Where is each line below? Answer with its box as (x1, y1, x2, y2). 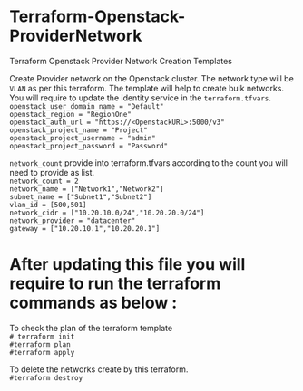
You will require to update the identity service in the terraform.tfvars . (9, 92, 272, 103)
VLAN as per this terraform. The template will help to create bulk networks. (9, 82, 284, 93)
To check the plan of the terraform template (9, 322, 173, 333)
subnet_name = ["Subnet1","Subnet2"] (9, 192, 152, 201)
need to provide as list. (9, 167, 95, 177)
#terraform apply (9, 348, 75, 357)
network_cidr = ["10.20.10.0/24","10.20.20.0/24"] (9, 208, 205, 217)
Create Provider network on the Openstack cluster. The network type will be (9, 72, 295, 83)
